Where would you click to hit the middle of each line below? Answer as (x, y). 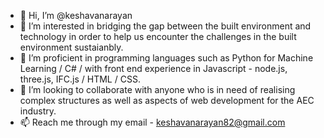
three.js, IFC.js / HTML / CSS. (80, 79)
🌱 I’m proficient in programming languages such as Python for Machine (166, 58)
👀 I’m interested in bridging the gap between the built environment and (165, 26)
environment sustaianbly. (71, 47)
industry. (38, 111)
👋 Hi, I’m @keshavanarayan (76, 15)
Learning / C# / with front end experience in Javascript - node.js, (153, 68)
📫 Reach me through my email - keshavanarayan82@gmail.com (152, 122)
